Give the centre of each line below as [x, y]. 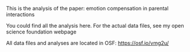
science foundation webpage [41, 32]
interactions [21, 14]
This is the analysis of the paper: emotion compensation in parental [87, 8]
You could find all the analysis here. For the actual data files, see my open [95, 26]
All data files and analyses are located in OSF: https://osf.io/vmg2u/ [87, 43]
